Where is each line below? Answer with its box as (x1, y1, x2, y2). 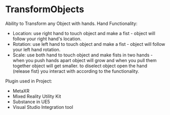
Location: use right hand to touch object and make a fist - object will (12, 30, 156, 36)
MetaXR (12, 88, 29, 94)
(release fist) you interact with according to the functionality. (12, 68, 140, 74)
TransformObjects (5, 4, 85, 15)
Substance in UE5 (12, 98, 50, 105)
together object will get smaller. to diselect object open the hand (12, 63, 147, 69)
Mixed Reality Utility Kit (12, 93, 61, 99)
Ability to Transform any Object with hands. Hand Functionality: (5, 20, 138, 26)
